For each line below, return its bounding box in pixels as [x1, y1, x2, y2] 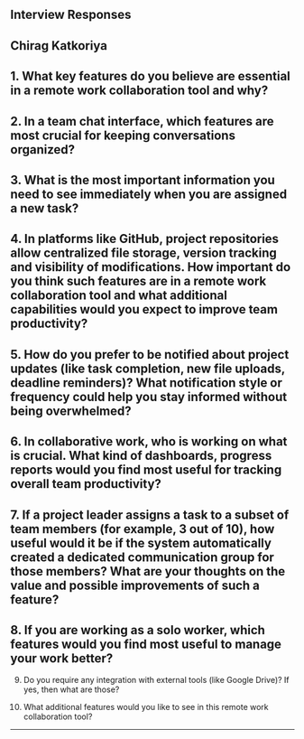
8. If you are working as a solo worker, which [10, 622, 265, 638]
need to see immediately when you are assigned [10, 186, 288, 201]
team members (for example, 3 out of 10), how [10, 521, 275, 537]
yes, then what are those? [23, 684, 120, 695]
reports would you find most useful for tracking [10, 463, 282, 478]
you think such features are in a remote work [10, 274, 267, 289]
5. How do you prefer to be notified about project [10, 347, 290, 362]
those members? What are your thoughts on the [10, 564, 286, 579]
